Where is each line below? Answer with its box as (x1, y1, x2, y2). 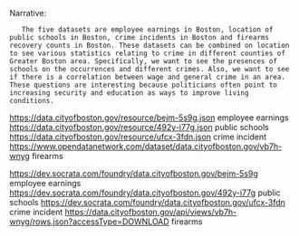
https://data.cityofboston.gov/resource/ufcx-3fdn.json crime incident (9, 131, 267, 142)
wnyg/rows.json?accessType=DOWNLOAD (9, 216, 169, 227)
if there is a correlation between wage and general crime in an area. (9, 72, 285, 81)
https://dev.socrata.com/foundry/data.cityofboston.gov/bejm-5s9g (9, 168, 258, 179)
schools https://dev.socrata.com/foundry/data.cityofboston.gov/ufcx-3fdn (9, 197, 285, 207)
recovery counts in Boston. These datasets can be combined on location (9, 41, 290, 50)
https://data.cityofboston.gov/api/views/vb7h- (64, 207, 237, 217)
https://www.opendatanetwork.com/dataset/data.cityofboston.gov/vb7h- (9, 141, 283, 152)
